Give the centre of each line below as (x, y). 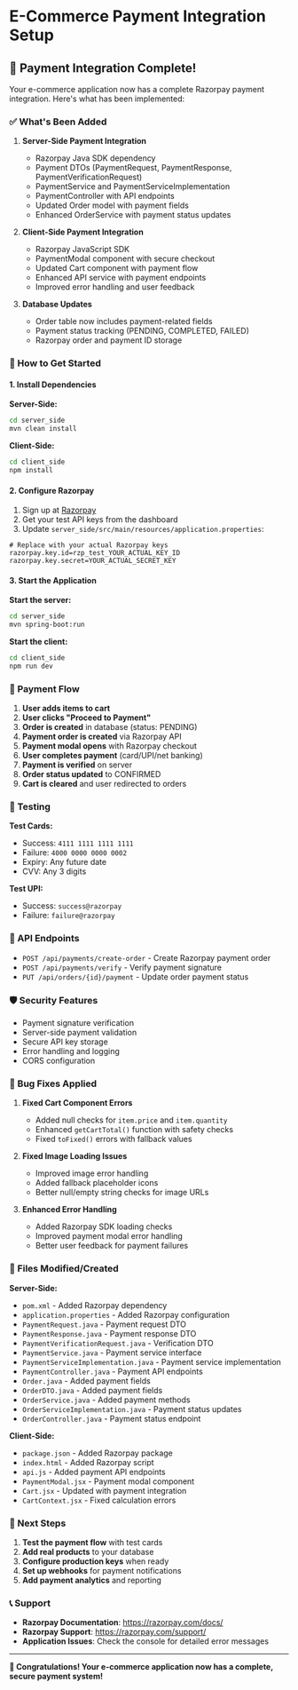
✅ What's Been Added (58, 122)
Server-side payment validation (79, 1033)
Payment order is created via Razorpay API (102, 737)
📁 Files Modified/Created (64, 1269)
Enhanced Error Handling (69, 1210)
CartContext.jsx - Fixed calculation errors (99, 1500)
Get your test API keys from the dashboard (100, 520)
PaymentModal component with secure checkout (125, 258)
